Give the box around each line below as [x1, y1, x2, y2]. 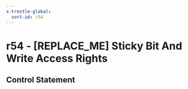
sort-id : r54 [11, 14, 44, 20]
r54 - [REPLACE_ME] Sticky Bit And [6, 39, 183, 53]
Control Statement [6, 75, 75, 85]
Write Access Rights [6, 52, 108, 65]
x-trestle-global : [6, 8, 51, 15]
